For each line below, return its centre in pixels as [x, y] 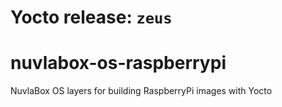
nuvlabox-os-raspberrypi [118, 63]
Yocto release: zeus [91, 17]
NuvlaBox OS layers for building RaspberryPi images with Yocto [141, 91]
